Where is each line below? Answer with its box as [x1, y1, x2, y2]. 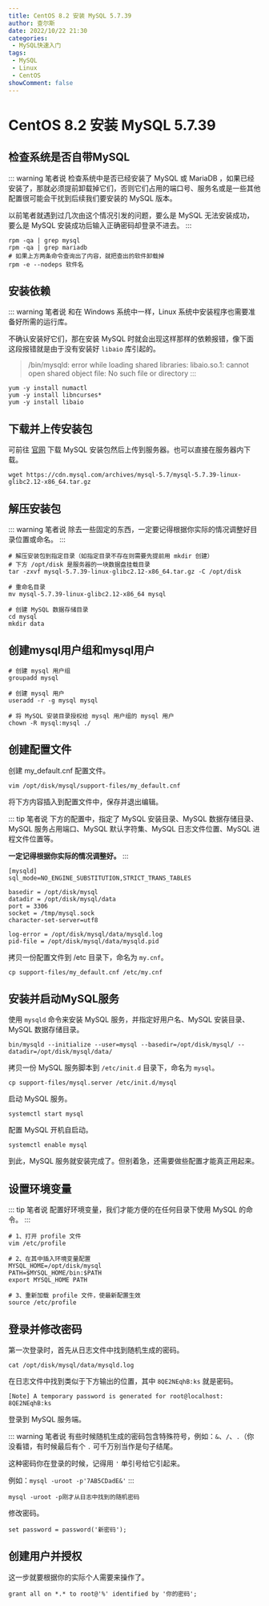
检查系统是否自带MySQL [8, 150, 130, 165]
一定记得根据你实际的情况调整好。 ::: [8, 851, 130, 860]
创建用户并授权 [8, 1550, 82, 1563]
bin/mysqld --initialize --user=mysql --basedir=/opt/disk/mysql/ [8, 1041, 235, 1049]
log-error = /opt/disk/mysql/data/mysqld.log [8, 930, 163, 938]
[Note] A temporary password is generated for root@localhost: [8, 1393, 224, 1401]
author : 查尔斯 [8, 19, 55, 27]
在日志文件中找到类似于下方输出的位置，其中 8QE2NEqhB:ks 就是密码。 [8, 1376, 238, 1385]
